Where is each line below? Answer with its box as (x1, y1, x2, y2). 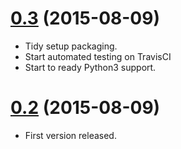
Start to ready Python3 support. (24, 61, 157, 73)
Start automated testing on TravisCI (24, 50, 172, 62)
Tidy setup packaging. (24, 40, 118, 52)
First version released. (24, 129, 117, 141)
